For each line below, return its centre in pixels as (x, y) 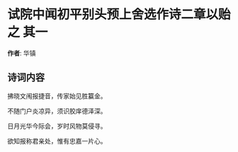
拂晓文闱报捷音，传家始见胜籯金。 (57, 95)
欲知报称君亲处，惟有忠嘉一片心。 (57, 141)
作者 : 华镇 (22, 53)
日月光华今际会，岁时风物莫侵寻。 (57, 126)
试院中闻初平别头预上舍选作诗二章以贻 (119, 14)
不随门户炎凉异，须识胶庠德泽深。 (57, 111)
